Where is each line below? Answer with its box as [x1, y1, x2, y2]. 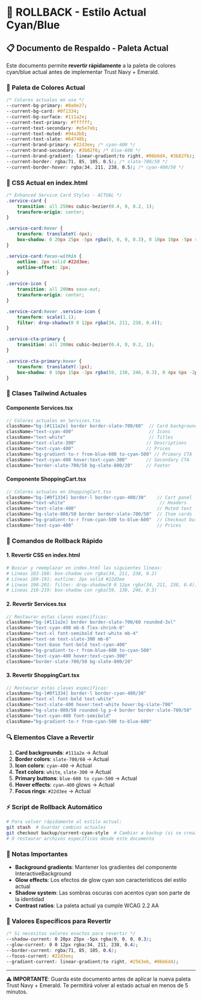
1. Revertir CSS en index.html [6, 551, 81, 559]
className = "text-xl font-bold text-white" [6, 696, 114, 702]
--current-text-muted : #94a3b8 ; [6, 131, 87, 137]
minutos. [6, 988, 28, 995]
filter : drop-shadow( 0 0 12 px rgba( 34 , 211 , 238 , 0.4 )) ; [17, 319, 163, 326]
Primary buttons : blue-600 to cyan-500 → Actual [14, 775, 137, 782]
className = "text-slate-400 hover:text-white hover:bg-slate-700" [6, 702, 173, 708]
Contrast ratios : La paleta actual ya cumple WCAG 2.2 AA [14, 902, 159, 909]
